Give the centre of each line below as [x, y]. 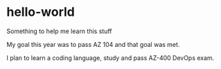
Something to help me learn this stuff [59, 31]
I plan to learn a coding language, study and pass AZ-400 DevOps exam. [110, 58]
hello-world [41, 12]
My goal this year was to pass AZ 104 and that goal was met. [93, 44]
